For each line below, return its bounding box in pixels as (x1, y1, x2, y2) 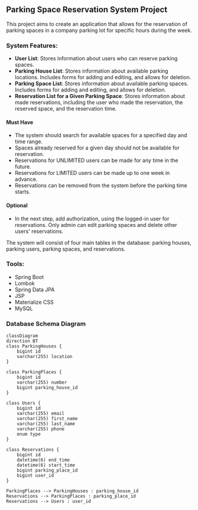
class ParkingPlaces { (6, 369, 62, 375)
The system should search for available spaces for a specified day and (14, 132, 187, 139)
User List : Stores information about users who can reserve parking (14, 55, 178, 62)
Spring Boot (14, 273, 44, 280)
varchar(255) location (17, 354, 73, 360)
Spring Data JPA (14, 286, 55, 293)
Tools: (6, 260, 25, 268)
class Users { (6, 400, 41, 407)
